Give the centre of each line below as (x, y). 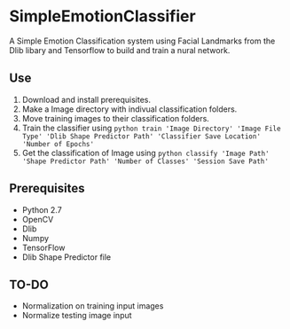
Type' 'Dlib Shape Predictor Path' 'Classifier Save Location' (141, 136)
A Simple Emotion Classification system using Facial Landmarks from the (142, 41)
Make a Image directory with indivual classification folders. (129, 109)
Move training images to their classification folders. (116, 118)
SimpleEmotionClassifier (103, 16)
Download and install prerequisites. (86, 99)
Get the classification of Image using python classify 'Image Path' (145, 153)
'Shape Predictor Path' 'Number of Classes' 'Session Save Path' (145, 161)
